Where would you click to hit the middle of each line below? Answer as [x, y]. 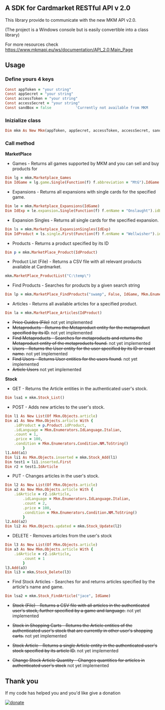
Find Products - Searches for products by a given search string [76, 285]
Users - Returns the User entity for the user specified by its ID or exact [84, 349]
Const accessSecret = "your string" [42, 103]
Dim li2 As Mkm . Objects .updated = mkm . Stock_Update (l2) [63, 526]
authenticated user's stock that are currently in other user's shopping [82, 631]
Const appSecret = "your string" [39, 94]
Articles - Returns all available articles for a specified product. [75, 304]
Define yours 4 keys [29, 79]
